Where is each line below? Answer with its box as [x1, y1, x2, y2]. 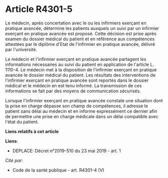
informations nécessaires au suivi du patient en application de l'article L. [5, 61, 154, 67]
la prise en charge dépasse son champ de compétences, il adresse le [5, 103, 148, 109]
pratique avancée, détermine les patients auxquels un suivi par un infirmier [5, 25, 159, 31]
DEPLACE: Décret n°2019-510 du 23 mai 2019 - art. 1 [12, 148, 121, 154]
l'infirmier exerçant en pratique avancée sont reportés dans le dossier [5, 77, 149, 83]
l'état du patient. [5, 119, 39, 125]
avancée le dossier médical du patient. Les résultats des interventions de [5, 72, 156, 78]
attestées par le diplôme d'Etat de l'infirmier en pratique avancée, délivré [5, 41, 155, 47]
